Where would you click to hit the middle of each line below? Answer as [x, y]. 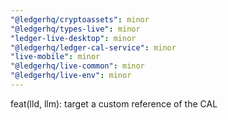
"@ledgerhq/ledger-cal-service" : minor [93, 47]
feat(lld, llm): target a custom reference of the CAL [114, 103]
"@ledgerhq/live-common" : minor [77, 66]
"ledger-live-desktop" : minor [73, 38]
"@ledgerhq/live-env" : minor [71, 76]
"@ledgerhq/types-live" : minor [75, 29]
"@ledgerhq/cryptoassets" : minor [80, 19]
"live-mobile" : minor [55, 57]
